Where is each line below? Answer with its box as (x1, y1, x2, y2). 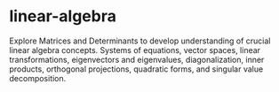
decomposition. (9, 73, 67, 83)
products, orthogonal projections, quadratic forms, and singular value (9, 64, 264, 74)
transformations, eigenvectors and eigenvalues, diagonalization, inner (9, 54, 265, 65)
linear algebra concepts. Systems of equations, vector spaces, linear (9, 44, 260, 55)
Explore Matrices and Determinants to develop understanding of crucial (9, 35, 271, 46)
